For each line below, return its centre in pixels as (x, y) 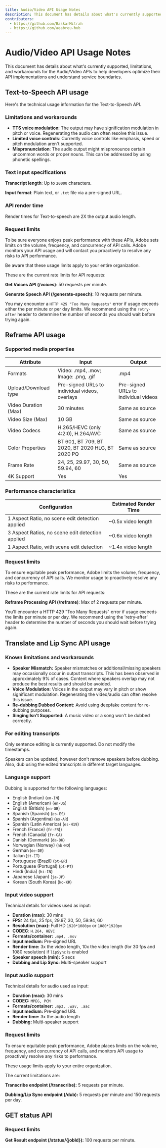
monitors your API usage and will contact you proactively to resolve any (78, 251)
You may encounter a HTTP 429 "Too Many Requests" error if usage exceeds (82, 304)
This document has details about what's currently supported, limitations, (79, 66)
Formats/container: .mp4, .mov (44, 936)
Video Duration (25, 405)
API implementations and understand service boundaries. (63, 77)
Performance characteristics (41, 491)
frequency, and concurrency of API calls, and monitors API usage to (74, 1051)
